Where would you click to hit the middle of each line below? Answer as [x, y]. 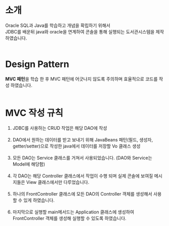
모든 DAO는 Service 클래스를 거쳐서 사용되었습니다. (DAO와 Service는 [82, 158]
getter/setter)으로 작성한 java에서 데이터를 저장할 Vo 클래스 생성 [76, 146]
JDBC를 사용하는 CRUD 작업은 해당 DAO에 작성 [60, 128]
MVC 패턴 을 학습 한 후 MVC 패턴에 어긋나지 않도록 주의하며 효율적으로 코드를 [81, 79]
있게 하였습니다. [39, 200]
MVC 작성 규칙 [34, 113]
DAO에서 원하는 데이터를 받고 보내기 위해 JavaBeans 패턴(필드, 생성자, [83, 139]
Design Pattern [37, 64]
